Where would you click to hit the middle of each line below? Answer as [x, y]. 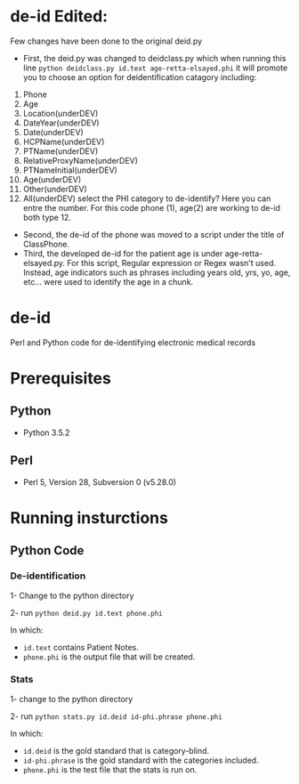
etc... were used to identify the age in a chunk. [108, 281]
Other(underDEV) [55, 189]
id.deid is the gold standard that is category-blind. [116, 750]
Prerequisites [61, 379]
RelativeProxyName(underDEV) [81, 160]
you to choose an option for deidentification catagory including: [140, 77]
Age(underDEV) [52, 179]
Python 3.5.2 [46, 432]
